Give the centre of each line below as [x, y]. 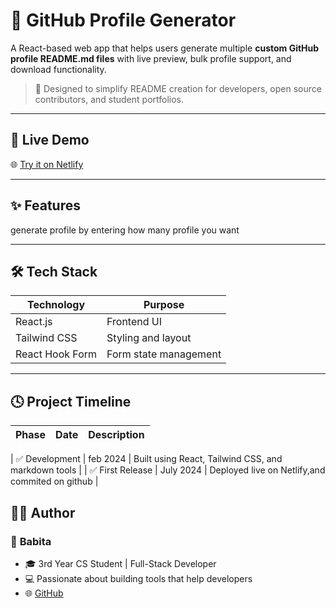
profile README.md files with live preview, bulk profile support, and [151, 58]
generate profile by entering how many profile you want [125, 230]
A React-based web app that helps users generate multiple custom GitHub [165, 48]
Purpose [164, 305]
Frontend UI [134, 322]
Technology [56, 305]
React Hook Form [56, 354]
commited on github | [54, 481]
